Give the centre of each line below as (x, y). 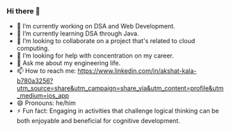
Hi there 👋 (24, 11)
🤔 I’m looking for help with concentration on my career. (95, 56)
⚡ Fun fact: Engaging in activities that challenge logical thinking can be (118, 111)
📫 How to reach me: (46, 71)
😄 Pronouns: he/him (46, 103)
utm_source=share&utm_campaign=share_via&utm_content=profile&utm (120, 88)
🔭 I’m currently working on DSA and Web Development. (96, 26)
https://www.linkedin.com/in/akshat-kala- (137, 71)
